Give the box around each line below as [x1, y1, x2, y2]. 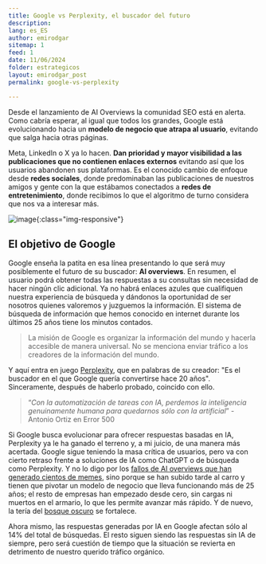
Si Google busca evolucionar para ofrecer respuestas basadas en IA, [8, 430, 234, 440]
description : [8, 19, 52, 27]
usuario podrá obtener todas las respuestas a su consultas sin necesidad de [8, 276, 259, 285]
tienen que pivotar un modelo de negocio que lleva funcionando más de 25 [8, 481, 255, 491]
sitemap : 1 [8, 41, 45, 49]
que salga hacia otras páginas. [8, 132, 109, 142]
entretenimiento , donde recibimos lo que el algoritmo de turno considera [8, 190, 249, 200]
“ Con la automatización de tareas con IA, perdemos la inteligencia [27, 398, 247, 407]
